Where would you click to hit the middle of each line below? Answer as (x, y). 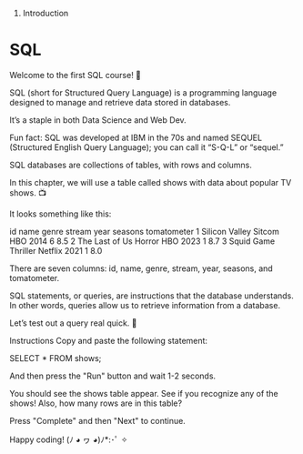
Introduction (45, 13)
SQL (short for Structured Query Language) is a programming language (143, 92)
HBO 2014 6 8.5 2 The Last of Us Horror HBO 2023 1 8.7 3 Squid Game (142, 241)
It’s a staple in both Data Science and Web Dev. (98, 120)
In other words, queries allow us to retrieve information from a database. (145, 305)
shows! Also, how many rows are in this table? (96, 403)
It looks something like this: (61, 214)
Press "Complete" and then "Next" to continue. (98, 420)
